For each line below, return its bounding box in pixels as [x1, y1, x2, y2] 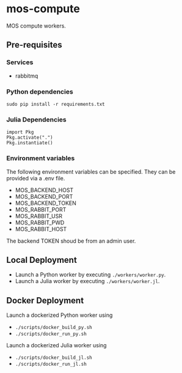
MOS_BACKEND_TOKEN [15, 199, 76, 207]
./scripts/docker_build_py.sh [15, 325, 93, 331]
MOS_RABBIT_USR [15, 212, 63, 220]
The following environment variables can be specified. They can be [6, 168, 176, 175]
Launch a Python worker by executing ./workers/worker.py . [15, 271, 166, 278]
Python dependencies [6, 87, 73, 96]
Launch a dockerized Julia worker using [6, 342, 107, 349]
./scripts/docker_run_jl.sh [15, 361, 87, 367]
